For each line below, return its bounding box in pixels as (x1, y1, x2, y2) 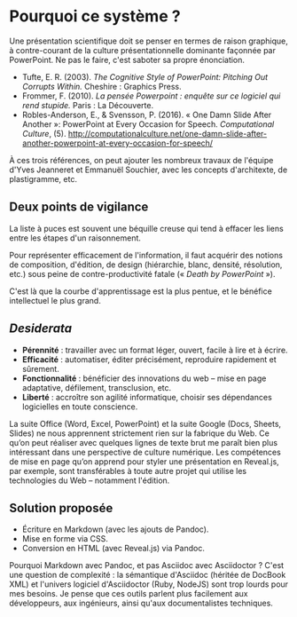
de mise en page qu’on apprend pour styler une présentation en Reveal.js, (9, 455, 279, 467)
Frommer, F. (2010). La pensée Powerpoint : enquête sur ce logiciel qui (21, 91, 281, 101)
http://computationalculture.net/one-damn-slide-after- (67, 128, 268, 138)
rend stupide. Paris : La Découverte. (21, 99, 153, 110)
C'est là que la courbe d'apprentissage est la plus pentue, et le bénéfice (9, 286, 272, 297)
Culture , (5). (21, 128, 66, 138)
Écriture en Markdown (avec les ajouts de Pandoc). (21, 524, 209, 534)
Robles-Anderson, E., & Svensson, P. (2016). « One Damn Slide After (21, 109, 272, 120)
